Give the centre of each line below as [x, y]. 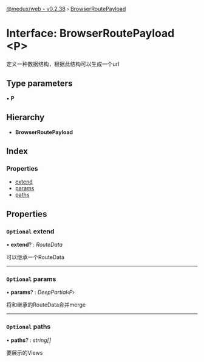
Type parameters [39, 84]
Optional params [31, 279]
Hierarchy [25, 117]
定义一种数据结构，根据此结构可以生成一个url [63, 64]
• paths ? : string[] [29, 340]
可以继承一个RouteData [36, 257]
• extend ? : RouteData [34, 244]
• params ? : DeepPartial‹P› [40, 293]
